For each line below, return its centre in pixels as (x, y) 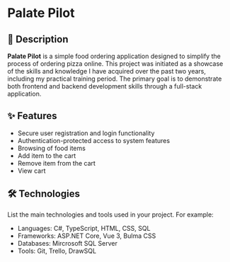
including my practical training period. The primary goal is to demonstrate (115, 79)
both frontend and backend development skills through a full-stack (105, 86)
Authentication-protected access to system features (94, 140)
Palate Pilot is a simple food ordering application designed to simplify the (114, 56)
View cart (31, 171)
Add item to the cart (47, 155)
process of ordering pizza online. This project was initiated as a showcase (115, 64)
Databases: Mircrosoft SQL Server (68, 243)
